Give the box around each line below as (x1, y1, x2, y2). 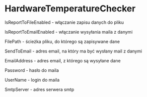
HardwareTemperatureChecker (4, 3, 136, 14)
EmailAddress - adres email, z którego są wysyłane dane (4, 57, 121, 63)
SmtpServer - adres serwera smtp (4, 86, 74, 92)
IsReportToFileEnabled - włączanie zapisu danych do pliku (4, 19, 124, 25)
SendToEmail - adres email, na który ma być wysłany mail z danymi (4, 48, 143, 54)
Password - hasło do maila (4, 67, 59, 73)
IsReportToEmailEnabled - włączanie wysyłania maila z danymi (4, 29, 133, 35)
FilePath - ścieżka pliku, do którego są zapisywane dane (4, 38, 120, 45)
